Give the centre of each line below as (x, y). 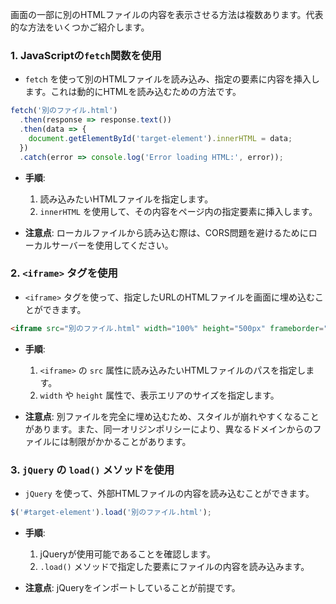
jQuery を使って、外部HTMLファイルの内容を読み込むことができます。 (169, 494)
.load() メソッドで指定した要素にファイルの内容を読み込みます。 (174, 566)
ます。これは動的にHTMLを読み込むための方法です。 (133, 92)
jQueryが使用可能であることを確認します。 (127, 554)
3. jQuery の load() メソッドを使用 (92, 470)
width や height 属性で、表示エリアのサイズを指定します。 (159, 395)
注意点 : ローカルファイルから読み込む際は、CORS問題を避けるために (166, 232)
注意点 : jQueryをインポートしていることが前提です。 (132, 587)
